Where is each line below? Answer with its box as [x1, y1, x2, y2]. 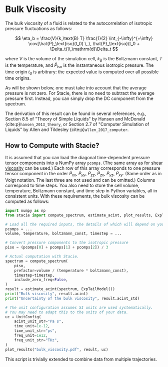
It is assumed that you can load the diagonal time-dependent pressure [5, 155, 150, 161]
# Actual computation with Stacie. [5, 254, 79, 259]
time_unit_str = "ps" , [14, 328, 57, 333]
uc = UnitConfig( [5, 314, 41, 319]
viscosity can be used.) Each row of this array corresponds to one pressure [5, 165, 161, 171]
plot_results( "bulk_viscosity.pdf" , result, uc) [5, 347, 108, 352]
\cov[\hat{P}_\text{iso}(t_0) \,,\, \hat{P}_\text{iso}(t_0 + [28, 40, 140, 46]
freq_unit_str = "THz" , [14, 337, 59, 342]
